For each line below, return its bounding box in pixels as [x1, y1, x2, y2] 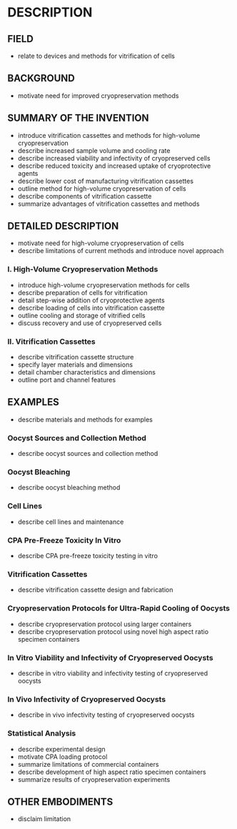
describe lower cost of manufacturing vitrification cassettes [17, 177, 194, 185]
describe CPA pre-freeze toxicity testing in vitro [17, 552, 158, 560]
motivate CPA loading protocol [17, 752, 108, 761]
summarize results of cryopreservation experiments [17, 775, 171, 783]
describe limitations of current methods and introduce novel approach [17, 247, 224, 255]
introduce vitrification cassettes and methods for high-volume [17, 131, 201, 139]
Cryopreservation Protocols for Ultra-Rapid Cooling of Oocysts [7, 603, 231, 613]
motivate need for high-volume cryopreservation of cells [17, 239, 184, 247]
